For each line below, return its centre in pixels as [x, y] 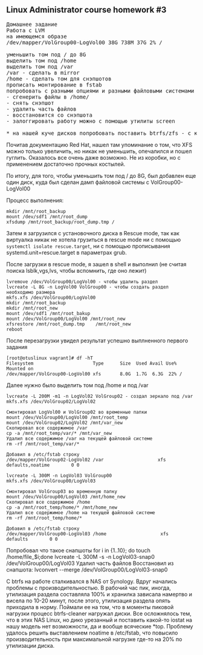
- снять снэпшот [30, 103]
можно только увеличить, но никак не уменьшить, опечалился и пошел [99, 151]
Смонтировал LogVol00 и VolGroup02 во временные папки [77, 412]
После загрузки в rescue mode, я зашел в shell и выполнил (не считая [96, 264]
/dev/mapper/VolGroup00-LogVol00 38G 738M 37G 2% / [85, 42]
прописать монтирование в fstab [54, 85]
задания [17, 347]
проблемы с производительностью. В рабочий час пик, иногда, [89, 588]
